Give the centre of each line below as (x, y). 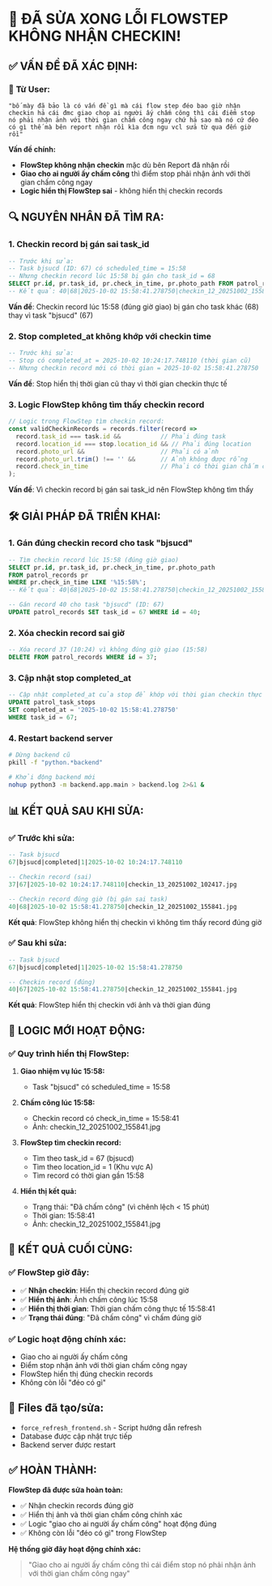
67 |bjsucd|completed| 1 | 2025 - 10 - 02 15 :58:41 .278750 (96, 967)
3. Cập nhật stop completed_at (70, 678)
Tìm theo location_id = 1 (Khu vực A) (93, 1167)
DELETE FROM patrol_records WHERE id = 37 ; (83, 658)
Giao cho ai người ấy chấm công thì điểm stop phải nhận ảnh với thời (135, 173)
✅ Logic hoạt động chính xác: (68, 1339)
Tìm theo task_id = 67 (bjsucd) (83, 1158)
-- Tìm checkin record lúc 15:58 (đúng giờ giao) (94, 560)
